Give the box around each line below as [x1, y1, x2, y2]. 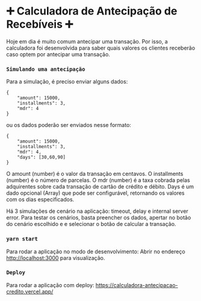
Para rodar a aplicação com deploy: [6, 281, 94, 288]
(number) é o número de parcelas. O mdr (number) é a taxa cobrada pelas [6, 176, 191, 184]
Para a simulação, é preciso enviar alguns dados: [6, 78, 128, 85]
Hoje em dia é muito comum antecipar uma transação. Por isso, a [6, 37, 169, 45]
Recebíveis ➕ [6, 18, 73, 31]
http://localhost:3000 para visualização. [6, 254, 105, 261]
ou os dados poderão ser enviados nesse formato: [6, 121, 131, 129]
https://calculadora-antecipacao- [95, 281, 179, 288]
